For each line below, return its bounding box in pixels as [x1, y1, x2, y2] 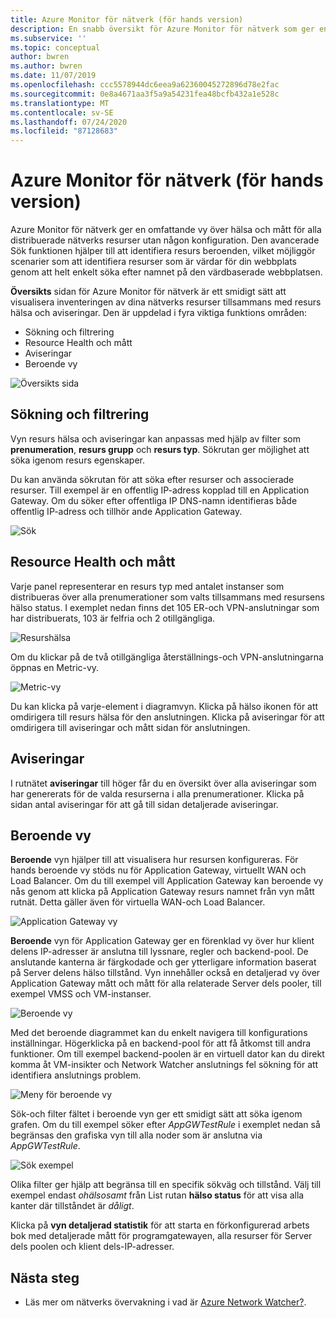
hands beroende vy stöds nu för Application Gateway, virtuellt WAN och [10, 864, 307, 876]
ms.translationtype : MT [10, 98, 110, 108]
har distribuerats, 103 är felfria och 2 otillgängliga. [10, 612, 216, 624]
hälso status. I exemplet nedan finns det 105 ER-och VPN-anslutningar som [10, 601, 320, 613]
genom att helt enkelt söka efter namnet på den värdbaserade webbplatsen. [10, 266, 323, 278]
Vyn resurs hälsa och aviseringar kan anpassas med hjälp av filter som [10, 432, 302, 445]
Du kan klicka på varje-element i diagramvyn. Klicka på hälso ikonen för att [10, 700, 319, 712]
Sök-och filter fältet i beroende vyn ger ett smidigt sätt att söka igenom [10, 1108, 303, 1120]
